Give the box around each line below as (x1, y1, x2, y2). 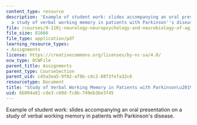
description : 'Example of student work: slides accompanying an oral (6, 14, 180, 20)
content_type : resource (6, 8, 64, 15)
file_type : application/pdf (6, 36, 75, 41)
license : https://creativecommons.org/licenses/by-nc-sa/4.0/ (6, 52, 161, 58)
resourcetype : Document (6, 79, 64, 85)
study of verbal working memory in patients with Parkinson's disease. (6, 112, 175, 119)
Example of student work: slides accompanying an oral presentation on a (6, 106, 182, 113)
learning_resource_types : (6, 41, 69, 47)
